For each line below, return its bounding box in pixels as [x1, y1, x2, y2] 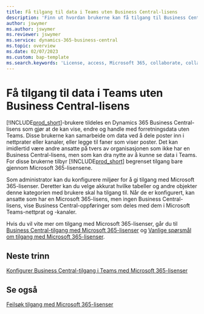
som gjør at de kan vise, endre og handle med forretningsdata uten [22, 125, 189, 133]
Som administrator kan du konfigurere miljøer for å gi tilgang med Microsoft [6, 176, 195, 183]
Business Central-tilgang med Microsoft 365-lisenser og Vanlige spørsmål [6, 226, 192, 234]
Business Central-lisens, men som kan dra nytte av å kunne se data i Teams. [6, 152, 197, 159]
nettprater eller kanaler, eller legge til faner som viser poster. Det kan [6, 138, 178, 146]
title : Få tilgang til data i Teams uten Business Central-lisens [6, 9, 178, 15]
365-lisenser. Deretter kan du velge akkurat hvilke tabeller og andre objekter [6, 183, 197, 190]
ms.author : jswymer [6, 26, 56, 32]
